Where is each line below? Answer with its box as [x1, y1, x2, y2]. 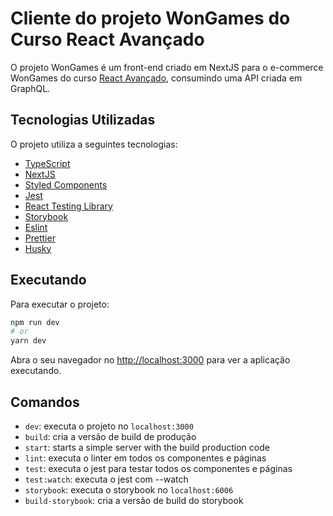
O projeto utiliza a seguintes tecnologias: [10, 138, 178, 150]
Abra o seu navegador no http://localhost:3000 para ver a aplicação [10, 354, 291, 366]
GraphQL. [10, 82, 51, 94]
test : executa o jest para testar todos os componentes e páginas [24, 463, 293, 474]
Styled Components [24, 178, 108, 191]
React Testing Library [24, 200, 113, 212]
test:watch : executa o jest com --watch [24, 473, 189, 485]
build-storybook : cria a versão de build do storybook [24, 495, 244, 506]
